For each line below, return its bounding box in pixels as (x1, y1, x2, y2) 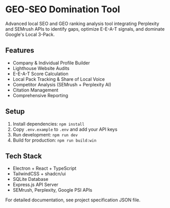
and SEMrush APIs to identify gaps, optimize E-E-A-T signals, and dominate (5, 26, 165, 32)
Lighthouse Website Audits (12, 65, 70, 71)
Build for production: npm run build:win (12, 137, 97, 143)
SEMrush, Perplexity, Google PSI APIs (12, 187, 93, 193)
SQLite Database (12, 176, 49, 182)
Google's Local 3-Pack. (5, 31, 55, 37)
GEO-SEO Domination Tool (5, 4, 120, 15)
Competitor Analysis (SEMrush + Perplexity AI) (12, 81, 112, 87)
